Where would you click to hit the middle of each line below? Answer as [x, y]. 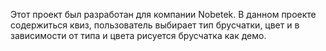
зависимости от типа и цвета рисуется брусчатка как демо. [138, 35]
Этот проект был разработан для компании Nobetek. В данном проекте [163, 14]
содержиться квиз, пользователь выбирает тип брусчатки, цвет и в [155, 25]
